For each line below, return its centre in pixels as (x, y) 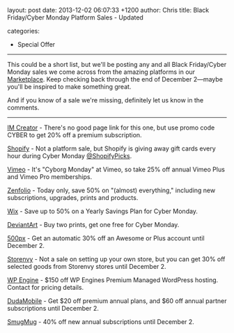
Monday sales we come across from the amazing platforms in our (101, 72)
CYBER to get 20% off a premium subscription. (75, 135)
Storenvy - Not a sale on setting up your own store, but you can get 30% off (116, 259)
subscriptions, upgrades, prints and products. (73, 198)
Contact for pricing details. (46, 287)
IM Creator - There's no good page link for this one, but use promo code (111, 127)
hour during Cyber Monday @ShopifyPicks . (70, 156)
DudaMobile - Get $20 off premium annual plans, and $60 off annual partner (117, 301)
